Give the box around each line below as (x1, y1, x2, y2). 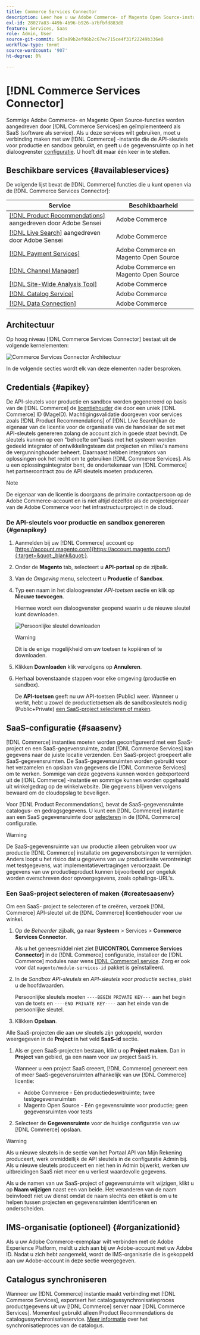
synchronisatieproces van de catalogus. (6, 1322, 104, 1329)
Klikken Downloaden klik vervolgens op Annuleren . (14, 663, 142, 670)
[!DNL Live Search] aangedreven (9, 229, 101, 237)
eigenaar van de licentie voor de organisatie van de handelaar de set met (6, 424, 186, 430)
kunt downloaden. (14, 611, 60, 618)
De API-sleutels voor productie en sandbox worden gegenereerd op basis (6, 398, 187, 405)
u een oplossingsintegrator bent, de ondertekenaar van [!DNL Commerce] (6, 461, 187, 468)
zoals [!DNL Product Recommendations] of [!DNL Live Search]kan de (6, 417, 176, 424)
